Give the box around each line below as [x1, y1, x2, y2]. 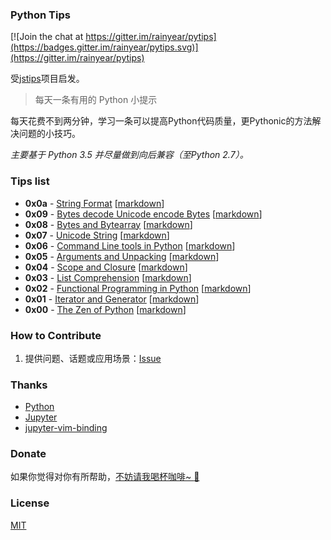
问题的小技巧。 [18, 128, 81, 140]
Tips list [10, 174, 50, 188]
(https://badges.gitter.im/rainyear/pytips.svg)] [10, 41, 199, 53]
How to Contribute [10, 328, 102, 342]
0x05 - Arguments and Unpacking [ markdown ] [24, 250, 220, 262]
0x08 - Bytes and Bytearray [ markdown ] [24, 218, 193, 230]
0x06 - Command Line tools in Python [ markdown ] [24, 239, 236, 252]
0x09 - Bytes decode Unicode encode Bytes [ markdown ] [24, 208, 263, 220]
